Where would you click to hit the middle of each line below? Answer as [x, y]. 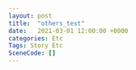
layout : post [30, 16]
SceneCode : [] [32, 53]
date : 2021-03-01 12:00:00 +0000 [68, 31]
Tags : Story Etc [36, 46]
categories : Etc [36, 38]
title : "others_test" [47, 23]
